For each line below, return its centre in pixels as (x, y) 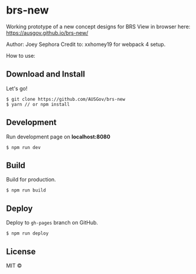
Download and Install (46, 74)
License (21, 251)
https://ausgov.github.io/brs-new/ (47, 32)
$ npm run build (26, 190)
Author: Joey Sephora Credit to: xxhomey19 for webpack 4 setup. (86, 44)
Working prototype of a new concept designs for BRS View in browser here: (98, 27)
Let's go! (17, 88)
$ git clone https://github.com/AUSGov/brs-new (66, 99)
